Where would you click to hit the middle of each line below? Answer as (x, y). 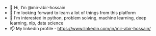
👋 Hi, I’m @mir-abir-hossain (38, 8)
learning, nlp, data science (37, 23)
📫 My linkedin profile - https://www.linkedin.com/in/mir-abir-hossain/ (80, 28)
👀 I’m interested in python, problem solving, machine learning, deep (78, 18)
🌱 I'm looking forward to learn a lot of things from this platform (73, 13)
